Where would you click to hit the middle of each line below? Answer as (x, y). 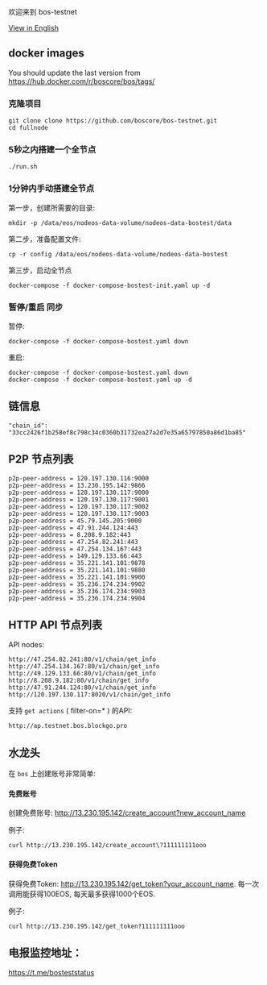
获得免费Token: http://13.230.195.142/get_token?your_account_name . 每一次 (134, 883)
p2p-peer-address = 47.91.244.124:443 (73, 528)
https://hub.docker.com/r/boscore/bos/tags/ (82, 81)
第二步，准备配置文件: (45, 239)
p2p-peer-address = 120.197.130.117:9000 (79, 493)
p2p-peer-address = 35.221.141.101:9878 (77, 563)
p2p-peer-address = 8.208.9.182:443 (70, 534)
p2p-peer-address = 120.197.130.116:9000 (79, 478)
